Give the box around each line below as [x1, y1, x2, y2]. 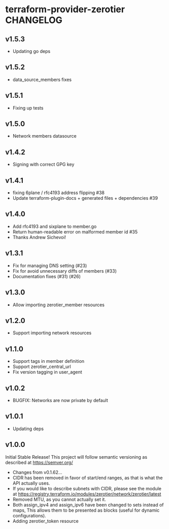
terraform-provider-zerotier [5, 4, 125, 15]
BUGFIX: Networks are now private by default [12, 397, 108, 403]
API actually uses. [12, 480, 50, 486]
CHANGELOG [5, 14, 62, 26]
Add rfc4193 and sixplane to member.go [12, 223, 97, 229]
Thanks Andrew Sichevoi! [12, 234, 66, 240]
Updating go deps [12, 48, 51, 54]
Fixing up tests [12, 104, 44, 111]
